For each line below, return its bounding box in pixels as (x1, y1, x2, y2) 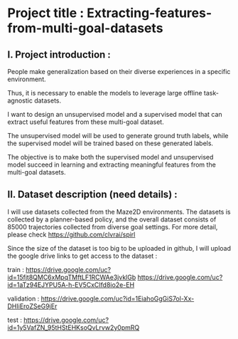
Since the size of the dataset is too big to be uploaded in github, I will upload (7, 244, 232, 252)
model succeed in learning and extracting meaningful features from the (7, 160, 217, 169)
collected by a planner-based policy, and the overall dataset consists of (7, 215, 217, 224)
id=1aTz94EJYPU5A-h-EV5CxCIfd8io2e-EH (7, 280, 135, 289)
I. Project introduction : (7, 48, 112, 61)
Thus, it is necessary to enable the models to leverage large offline (7, 89, 202, 97)
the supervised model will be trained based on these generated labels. (7, 139, 214, 147)
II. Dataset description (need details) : (7, 189, 178, 201)
